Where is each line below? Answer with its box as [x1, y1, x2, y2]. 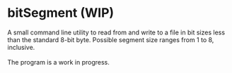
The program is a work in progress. [7, 58, 110, 66]
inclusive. [7, 43, 35, 51]
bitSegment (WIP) [7, 5, 115, 21]
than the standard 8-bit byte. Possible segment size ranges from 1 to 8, [7, 35, 214, 44]
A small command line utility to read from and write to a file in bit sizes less [7, 28, 225, 36]
